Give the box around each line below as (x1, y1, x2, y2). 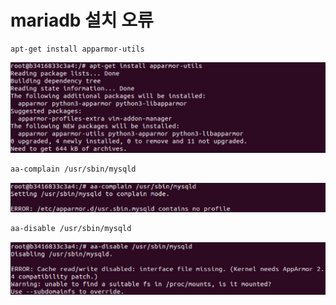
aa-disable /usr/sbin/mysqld (10, 224, 132, 234)
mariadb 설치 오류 (10, 9, 154, 32)
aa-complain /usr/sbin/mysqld (10, 164, 137, 174)
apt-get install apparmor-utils (10, 44, 145, 54)
